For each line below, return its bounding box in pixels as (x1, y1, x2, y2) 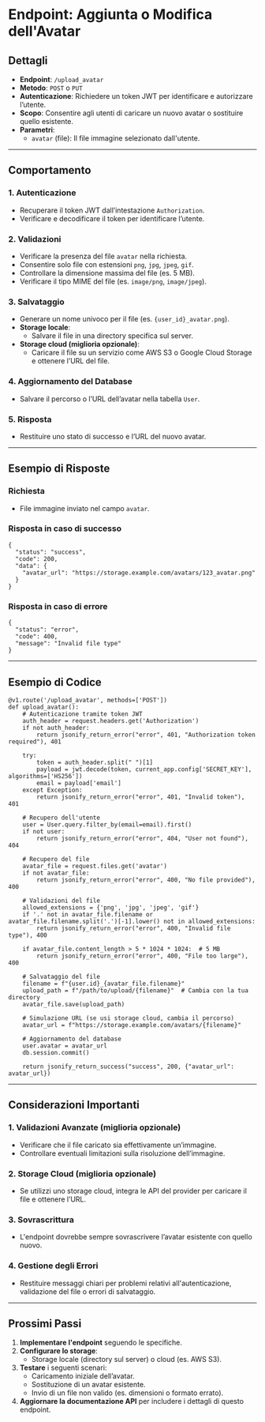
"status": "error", (15, 626, 80, 634)
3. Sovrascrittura (8, 1214, 75, 1225)
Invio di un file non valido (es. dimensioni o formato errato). (31, 1388, 224, 1398)
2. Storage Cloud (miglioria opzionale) (8, 1168, 156, 1179)
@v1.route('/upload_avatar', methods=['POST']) (8, 696, 168, 704)
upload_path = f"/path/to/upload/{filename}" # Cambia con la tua (22, 986, 248, 995)
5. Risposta (8, 413, 53, 424)
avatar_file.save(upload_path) (22, 1000, 125, 1008)
